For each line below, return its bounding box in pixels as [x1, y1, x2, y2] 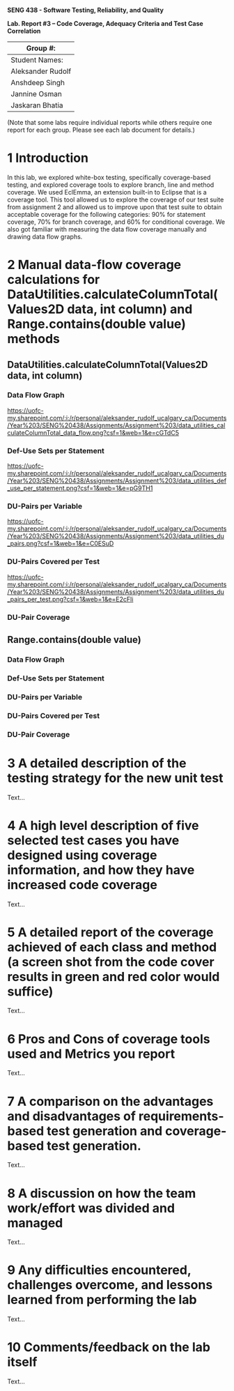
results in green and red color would [7, 968, 220, 985]
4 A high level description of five [7, 817, 200, 833]
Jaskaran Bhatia [10, 100, 64, 110]
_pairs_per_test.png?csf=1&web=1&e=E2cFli [7, 595, 134, 603]
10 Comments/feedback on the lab [7, 1339, 211, 1355]
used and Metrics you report [7, 1046, 175, 1062]
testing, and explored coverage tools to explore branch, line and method [7, 181, 214, 189]
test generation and [46, 1123, 163, 1139]
